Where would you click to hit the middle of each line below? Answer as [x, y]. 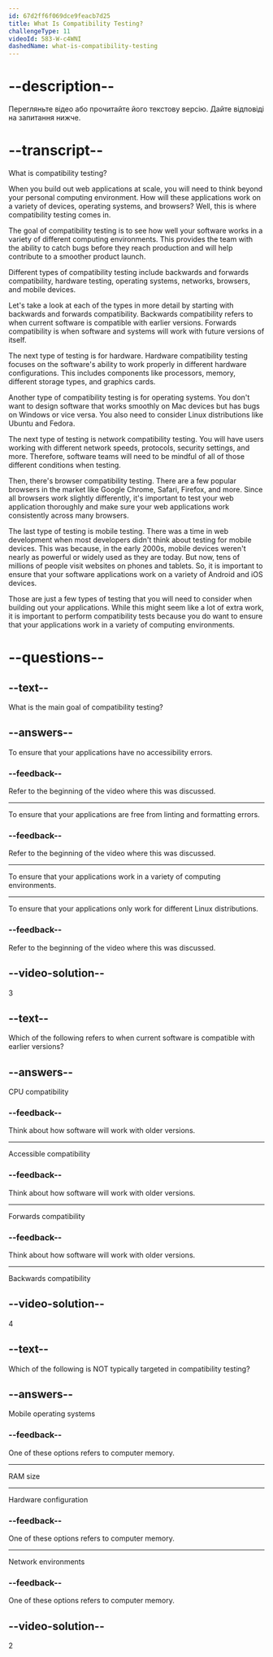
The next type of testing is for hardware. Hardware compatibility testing [128, 356]
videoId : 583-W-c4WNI [45, 39]
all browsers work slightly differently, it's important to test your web [121, 498]
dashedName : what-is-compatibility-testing [83, 46]
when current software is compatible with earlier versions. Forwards [123, 323]
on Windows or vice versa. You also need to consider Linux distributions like [136, 415]
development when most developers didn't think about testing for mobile [130, 540]
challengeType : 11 [39, 31]
